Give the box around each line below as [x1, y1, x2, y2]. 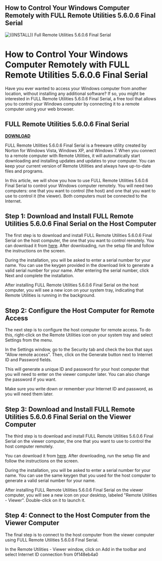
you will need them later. [5, 391, 54, 397]
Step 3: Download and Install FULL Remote [5, 405, 135, 413]
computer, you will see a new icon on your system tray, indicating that [5, 287, 144, 293]
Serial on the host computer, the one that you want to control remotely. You [5, 237, 154, 244]
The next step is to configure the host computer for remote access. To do [5, 327, 151, 333]
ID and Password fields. [5, 357, 52, 363]
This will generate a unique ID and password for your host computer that [5, 366, 149, 372]
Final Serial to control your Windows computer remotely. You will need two [5, 183, 153, 188]
